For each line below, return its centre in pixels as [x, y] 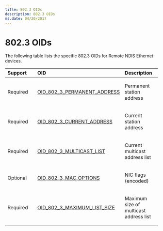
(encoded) [137, 181]
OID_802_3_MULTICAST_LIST [71, 152]
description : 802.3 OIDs [30, 14]
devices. [14, 61]
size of [132, 205]
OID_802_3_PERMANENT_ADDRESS [79, 92]
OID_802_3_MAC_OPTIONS [69, 178]
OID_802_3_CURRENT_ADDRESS [75, 122]
